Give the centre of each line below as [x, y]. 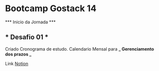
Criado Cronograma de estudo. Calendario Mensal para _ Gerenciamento [79, 49]
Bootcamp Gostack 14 [51, 9]
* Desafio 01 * [27, 37]
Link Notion [17, 63]
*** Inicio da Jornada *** [30, 22]
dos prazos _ [18, 54]
